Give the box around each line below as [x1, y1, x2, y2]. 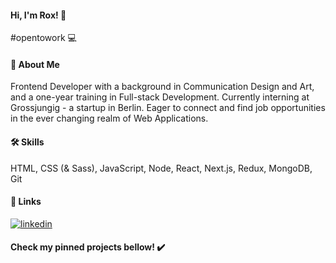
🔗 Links [10, 196, 42, 208]
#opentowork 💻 [10, 32, 77, 44]
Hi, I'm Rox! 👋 [10, 9, 67, 21]
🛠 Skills [10, 136, 45, 148]
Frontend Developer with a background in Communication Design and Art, [10, 81, 315, 93]
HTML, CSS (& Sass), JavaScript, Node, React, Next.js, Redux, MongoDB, [10, 162, 313, 174]
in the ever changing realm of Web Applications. [10, 112, 209, 125]
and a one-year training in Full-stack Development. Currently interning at [10, 91, 310, 103]
